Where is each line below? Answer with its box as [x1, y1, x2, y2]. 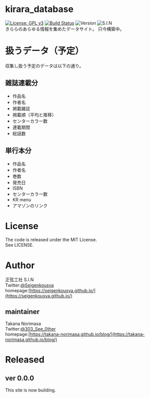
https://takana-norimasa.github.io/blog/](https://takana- [29, 331, 145, 338]
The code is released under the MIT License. [5, 237, 97, 243]
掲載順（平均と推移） [12, 111, 56, 118]
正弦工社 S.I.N [5, 277, 34, 283]
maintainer [5, 307, 40, 316]
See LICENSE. [5, 242, 34, 248]
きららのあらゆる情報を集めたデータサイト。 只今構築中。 [5, 26, 125, 32]
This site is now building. [5, 387, 56, 393]
